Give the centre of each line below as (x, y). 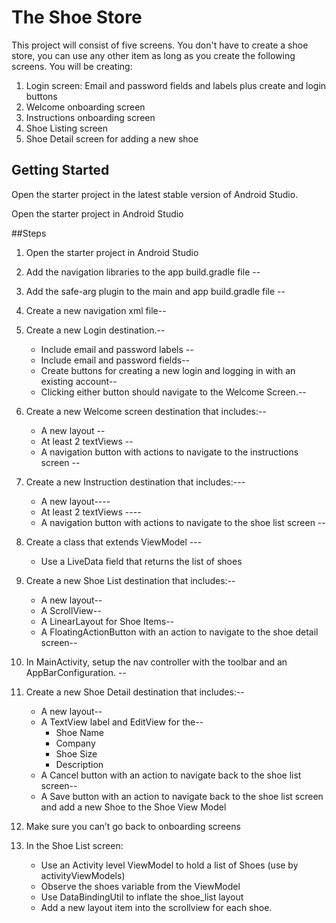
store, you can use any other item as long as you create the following (153, 55)
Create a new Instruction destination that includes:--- (135, 482)
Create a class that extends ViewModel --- (114, 542)
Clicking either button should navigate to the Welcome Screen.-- (173, 392)
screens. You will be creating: (72, 66)
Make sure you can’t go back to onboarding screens (133, 826)
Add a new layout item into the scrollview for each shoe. (156, 907)
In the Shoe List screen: (74, 845)
